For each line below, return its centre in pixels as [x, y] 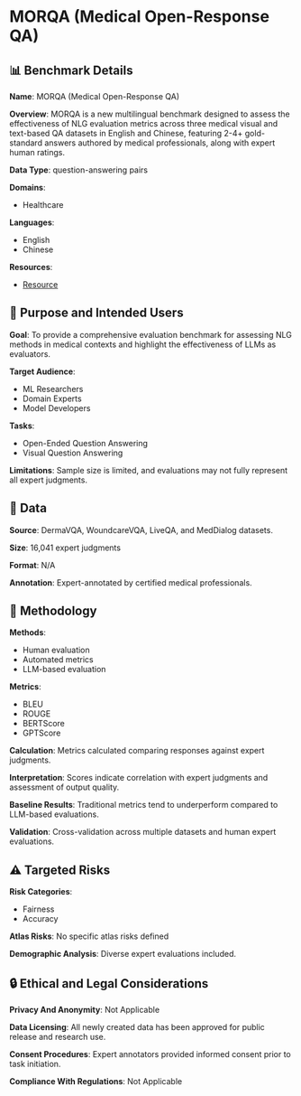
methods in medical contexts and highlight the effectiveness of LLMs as [143, 344]
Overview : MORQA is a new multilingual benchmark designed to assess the [150, 114]
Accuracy [40, 919]
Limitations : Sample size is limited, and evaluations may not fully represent [149, 470]
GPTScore [41, 733]
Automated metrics [58, 660]
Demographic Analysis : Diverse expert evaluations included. [123, 954]
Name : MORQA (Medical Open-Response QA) [95, 96]
